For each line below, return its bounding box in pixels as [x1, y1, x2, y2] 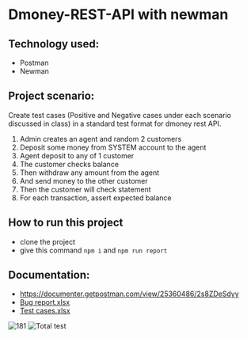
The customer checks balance [19, 159, 120, 169]
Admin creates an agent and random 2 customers [19, 134, 182, 143]
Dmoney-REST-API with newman [8, 6, 229, 24]
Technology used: [8, 37, 100, 51]
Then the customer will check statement [19, 184, 151, 194]
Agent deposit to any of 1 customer [19, 150, 135, 160]
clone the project [19, 237, 76, 246]
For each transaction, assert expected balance [19, 192, 172, 203]
